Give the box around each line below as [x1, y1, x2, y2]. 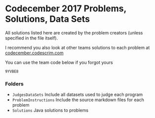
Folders [5, 80, 24, 87]
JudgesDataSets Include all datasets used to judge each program [12, 92, 143, 98]
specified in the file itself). [5, 35, 58, 41]
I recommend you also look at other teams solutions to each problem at [5, 44, 150, 50]
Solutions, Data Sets [5, 13, 90, 25]
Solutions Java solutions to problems [12, 107, 89, 114]
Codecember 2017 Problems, [5, 3, 127, 14]
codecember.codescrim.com [5, 50, 64, 56]
